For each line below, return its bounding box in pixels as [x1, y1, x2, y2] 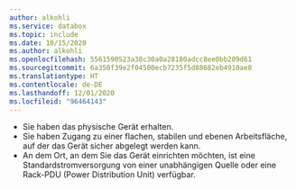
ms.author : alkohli [9, 47, 83, 56]
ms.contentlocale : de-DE [9, 80, 103, 89]
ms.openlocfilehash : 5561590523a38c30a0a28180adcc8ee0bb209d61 [9, 55, 253, 64]
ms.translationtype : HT [9, 72, 99, 81]
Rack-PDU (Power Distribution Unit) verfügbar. [22, 169, 196, 180]
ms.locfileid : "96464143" [9, 96, 106, 106]
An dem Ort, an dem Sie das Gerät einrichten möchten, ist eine [22, 150, 255, 161]
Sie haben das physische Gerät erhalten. [22, 121, 174, 132]
